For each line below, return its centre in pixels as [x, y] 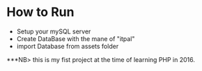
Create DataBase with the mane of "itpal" [76, 38]
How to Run [40, 12]
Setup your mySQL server [54, 31]
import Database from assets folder [68, 46]
